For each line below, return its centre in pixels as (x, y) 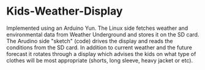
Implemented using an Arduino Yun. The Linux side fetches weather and (97, 28)
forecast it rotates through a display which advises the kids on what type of (101, 54)
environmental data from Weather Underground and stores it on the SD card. (103, 34)
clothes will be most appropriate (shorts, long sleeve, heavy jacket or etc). (100, 60)
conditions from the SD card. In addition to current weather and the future (99, 47)
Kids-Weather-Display (65, 11)
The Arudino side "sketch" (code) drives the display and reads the (90, 41)
